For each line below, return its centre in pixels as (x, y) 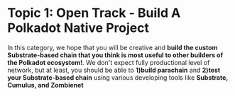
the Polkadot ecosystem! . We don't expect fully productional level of (109, 62)
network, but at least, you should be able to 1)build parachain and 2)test (114, 70)
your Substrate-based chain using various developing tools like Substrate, (118, 77)
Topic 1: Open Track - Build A (94, 13)
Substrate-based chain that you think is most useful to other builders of (115, 55)
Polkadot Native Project (78, 28)
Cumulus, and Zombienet (45, 85)
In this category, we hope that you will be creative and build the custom (113, 47)
